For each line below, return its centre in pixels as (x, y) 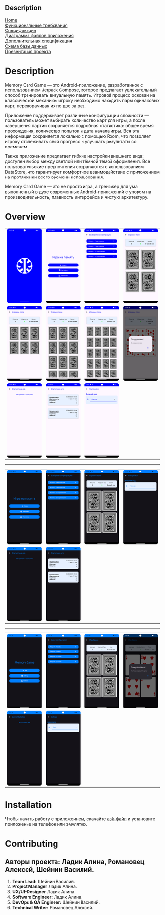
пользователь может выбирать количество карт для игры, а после (75, 120)
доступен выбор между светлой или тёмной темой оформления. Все (78, 161)
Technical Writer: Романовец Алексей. (53, 908)
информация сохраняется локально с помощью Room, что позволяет (78, 136)
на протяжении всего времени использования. (55, 177)
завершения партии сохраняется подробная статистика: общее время (79, 125)
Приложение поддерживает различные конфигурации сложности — (77, 115)
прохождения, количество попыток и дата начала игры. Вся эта (72, 131)
